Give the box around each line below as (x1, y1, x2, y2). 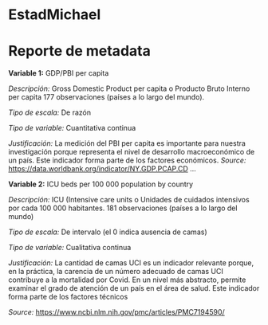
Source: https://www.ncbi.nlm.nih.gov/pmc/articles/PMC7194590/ (8, 307, 225, 317)
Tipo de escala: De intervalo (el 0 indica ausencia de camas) (8, 227, 207, 237)
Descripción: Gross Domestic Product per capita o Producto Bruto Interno (8, 84, 250, 93)
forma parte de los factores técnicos (8, 292, 128, 302)
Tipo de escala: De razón (8, 108, 92, 117)
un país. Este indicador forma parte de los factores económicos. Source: (8, 155, 246, 165)
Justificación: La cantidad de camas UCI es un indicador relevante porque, (8, 258, 254, 268)
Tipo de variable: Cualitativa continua (8, 243, 132, 253)
